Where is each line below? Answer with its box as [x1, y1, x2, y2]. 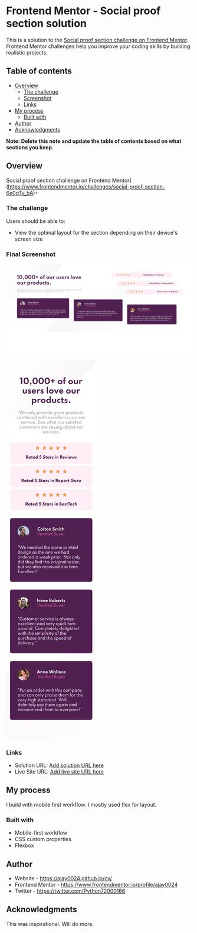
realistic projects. [6, 49, 48, 56]
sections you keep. [6, 143, 54, 151]
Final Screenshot [6, 250, 56, 258]
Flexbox [14, 842, 34, 849]
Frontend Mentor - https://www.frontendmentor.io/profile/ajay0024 [14, 881, 178, 889]
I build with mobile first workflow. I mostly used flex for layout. [6, 801, 157, 808]
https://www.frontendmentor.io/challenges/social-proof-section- [8, 183, 165, 190]
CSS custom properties [14, 836, 72, 843]
